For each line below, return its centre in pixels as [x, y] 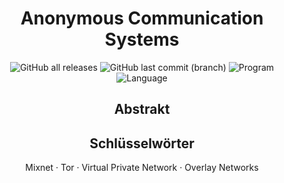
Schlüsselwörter [142, 143]
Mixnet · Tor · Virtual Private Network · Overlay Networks [142, 168]
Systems [142, 39]
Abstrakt [142, 109]
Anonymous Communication [142, 18]
